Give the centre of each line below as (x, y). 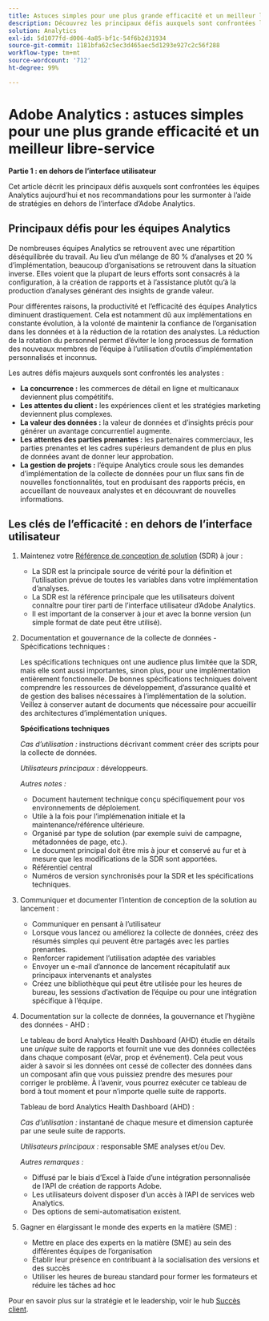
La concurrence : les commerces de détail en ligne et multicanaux (129, 388)
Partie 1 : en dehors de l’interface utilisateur (82, 171)
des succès (51, 1268)
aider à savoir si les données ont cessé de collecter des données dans (136, 1066)
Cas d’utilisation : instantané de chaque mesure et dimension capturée (137, 1122)
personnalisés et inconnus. (53, 357)
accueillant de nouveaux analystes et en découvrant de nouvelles (128, 491)
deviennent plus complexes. (66, 414)
